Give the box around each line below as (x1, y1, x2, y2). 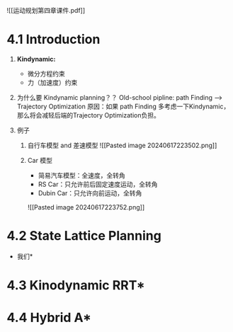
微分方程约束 (27, 69, 65, 78)
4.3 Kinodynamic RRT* (6, 277, 146, 294)
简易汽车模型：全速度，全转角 (38, 171, 125, 179)
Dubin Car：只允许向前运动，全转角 (38, 188, 142, 197)
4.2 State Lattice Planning (6, 228, 162, 244)
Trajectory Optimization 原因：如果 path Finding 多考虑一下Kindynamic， (16, 102, 230, 110)
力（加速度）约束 (27, 78, 78, 86)
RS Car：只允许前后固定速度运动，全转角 (38, 180, 158, 188)
